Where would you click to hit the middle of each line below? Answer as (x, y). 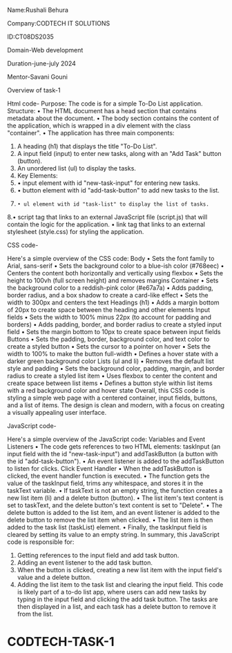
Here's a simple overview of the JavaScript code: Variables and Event (106, 439)
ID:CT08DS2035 (30, 37)
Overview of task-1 (34, 90)
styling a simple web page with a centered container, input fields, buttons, (112, 398)
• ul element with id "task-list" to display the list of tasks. (113, 204)
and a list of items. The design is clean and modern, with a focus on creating (116, 405)
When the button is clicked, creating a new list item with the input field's (119, 570)
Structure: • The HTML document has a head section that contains (102, 111)
